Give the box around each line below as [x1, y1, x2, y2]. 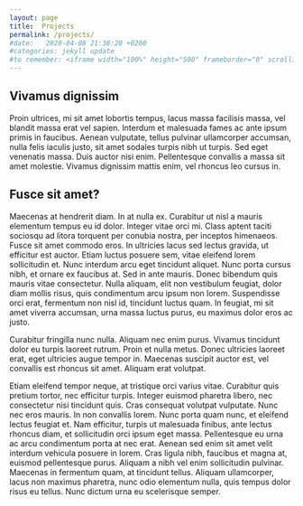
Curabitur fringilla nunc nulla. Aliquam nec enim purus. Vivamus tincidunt [9, 333, 280, 344]
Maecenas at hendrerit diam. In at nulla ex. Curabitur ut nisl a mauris [9, 211, 263, 221]
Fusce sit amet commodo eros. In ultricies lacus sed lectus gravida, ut [9, 239, 269, 250]
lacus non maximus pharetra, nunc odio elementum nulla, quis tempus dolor [9, 476, 291, 487]
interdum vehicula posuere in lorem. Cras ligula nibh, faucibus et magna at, [9, 447, 288, 458]
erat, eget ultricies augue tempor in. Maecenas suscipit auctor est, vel [9, 353, 269, 364]
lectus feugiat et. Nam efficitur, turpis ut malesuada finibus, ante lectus [9, 418, 272, 429]
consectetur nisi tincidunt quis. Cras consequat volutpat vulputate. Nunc [9, 399, 279, 410]
